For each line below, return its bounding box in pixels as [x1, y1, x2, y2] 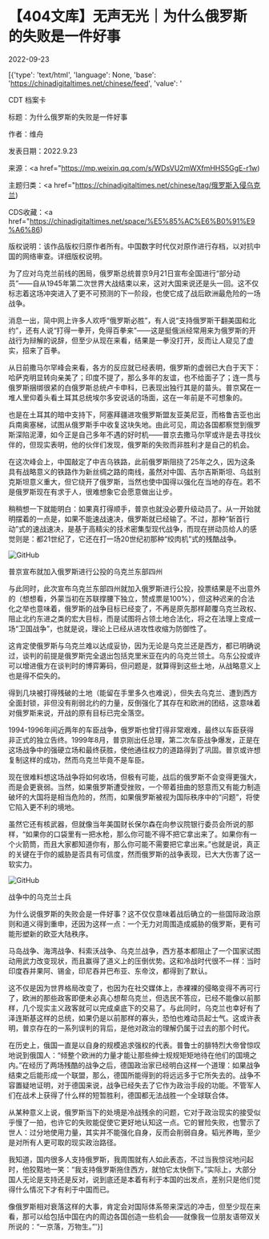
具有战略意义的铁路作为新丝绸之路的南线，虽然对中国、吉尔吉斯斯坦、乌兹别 [8, 467, 261, 476]
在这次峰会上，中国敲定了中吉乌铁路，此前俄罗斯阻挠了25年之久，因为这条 [8, 456, 255, 466]
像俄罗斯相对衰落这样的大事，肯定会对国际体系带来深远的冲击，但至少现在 [8, 1201, 254, 1211]
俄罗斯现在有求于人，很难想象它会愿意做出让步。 [14, 487, 177, 496]
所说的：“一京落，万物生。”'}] [8, 1221, 103, 1231]
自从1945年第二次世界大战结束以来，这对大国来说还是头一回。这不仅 [32, 278, 259, 288]
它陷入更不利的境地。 [8, 802, 78, 812]
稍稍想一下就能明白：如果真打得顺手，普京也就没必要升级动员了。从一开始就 [8, 504, 261, 513]
